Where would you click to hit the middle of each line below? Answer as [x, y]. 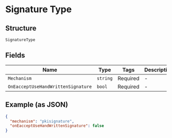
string [105, 78]
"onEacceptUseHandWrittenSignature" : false [57, 126]
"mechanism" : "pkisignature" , [42, 121]
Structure [21, 28]
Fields [15, 55]
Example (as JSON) [37, 105]
